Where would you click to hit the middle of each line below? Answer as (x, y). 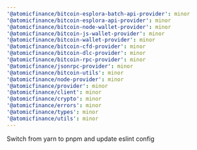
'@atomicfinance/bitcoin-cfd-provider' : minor (76, 46)
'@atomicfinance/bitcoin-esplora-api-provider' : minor (89, 20)
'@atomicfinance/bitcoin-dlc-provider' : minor (76, 54)
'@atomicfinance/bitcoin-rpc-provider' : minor (76, 60)
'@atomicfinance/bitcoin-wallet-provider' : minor (81, 40)
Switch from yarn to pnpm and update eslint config (80, 139)
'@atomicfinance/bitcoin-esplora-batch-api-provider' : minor (98, 14)
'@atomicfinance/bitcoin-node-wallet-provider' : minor (89, 27)
